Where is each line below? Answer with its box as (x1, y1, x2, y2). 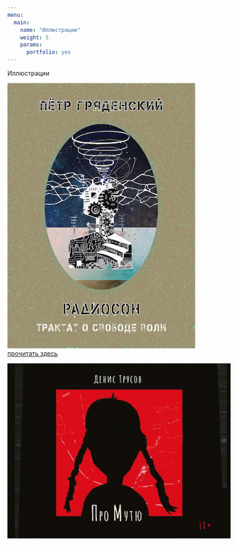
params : (20, 41, 42, 49)
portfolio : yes (25, 49, 72, 56)
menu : (7, 11, 23, 18)
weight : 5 (20, 34, 50, 41)
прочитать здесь (7, 349, 58, 357)
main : (13, 18, 30, 26)
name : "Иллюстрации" (20, 26, 81, 33)
